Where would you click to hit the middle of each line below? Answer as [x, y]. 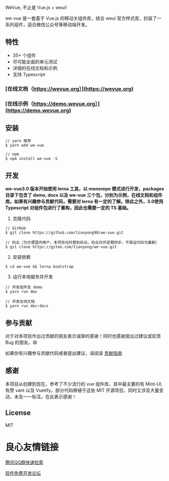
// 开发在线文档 [20, 302]
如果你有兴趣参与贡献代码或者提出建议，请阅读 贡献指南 [64, 353]
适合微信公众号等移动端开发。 [58, 25]
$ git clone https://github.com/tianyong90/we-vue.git [64, 233]
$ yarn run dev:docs [27, 306]
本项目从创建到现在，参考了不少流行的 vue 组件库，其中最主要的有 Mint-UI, [84, 384]
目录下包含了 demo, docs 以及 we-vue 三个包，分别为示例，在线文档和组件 [84, 195]
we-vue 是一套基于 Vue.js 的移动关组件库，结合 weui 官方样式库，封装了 [81, 18]
